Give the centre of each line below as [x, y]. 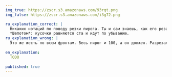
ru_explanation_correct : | [34, 24]
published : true [23, 67]
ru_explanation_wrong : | [32, 38]
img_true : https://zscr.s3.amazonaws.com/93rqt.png [61, 10]
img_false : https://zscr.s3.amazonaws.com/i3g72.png [63, 15]
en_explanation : [23, 52]
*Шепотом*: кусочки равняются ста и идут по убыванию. [70, 34]
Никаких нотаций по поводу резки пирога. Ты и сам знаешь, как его [83, 29]
